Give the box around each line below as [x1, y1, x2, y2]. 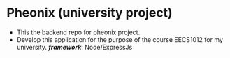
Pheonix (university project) [6, 5, 173, 21]
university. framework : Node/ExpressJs [16, 43, 133, 51]
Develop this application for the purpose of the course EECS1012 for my [16, 35, 223, 43]
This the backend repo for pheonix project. [16, 28, 141, 36]
